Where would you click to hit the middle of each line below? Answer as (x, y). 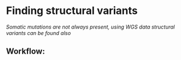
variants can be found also (39, 33)
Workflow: (26, 52)
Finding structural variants (72, 11)
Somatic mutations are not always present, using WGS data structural (90, 27)
